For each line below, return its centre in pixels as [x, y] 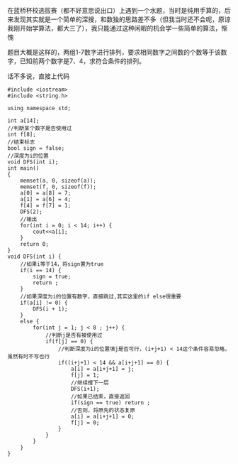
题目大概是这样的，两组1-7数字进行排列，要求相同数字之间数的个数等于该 [114, 52]
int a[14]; [23, 121]
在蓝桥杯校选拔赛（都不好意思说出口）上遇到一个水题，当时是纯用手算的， [116, 10]
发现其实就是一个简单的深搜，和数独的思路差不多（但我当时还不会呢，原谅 [122, 19]
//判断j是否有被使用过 [74, 335]
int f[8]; [22, 134]
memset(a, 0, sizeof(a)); [58, 180]
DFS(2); [31, 212]
